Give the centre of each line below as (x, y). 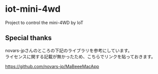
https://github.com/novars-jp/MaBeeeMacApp (52, 66)
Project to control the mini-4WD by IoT (44, 23)
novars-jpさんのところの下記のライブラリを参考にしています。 (69, 50)
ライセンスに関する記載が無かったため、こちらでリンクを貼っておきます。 (80, 56)
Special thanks (28, 38)
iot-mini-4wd (33, 9)
